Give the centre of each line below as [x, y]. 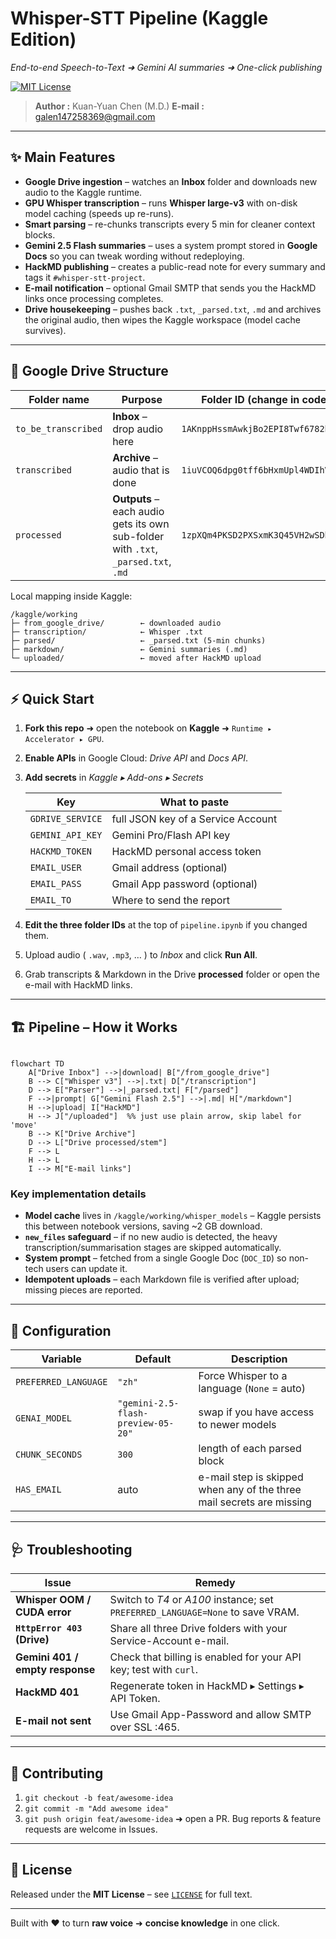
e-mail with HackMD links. [78, 985]
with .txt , [135, 549]
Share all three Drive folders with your [198, 1629]
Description [259, 1359]
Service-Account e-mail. [169, 1641]
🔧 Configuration [61, 1330]
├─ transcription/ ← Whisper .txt [106, 632]
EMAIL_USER [55, 868]
